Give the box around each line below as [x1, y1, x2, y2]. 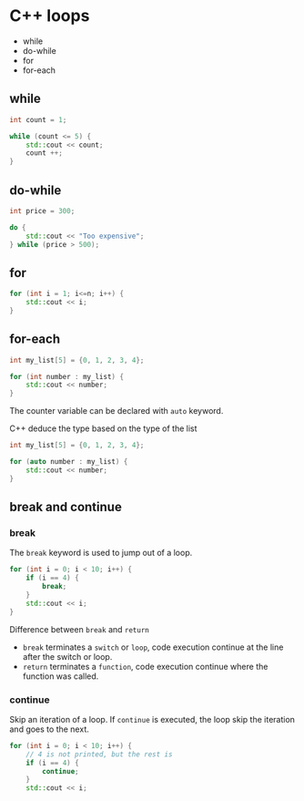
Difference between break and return [9, 623, 150, 634]
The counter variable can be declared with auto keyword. [9, 406, 224, 416]
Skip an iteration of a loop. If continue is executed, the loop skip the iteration [9, 714, 296, 724]
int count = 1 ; [9, 115, 67, 124]
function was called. [22, 671, 99, 682]
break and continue [9, 499, 123, 515]
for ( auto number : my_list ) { [9, 457, 128, 467]
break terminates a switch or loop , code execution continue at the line [22, 642, 284, 652]
